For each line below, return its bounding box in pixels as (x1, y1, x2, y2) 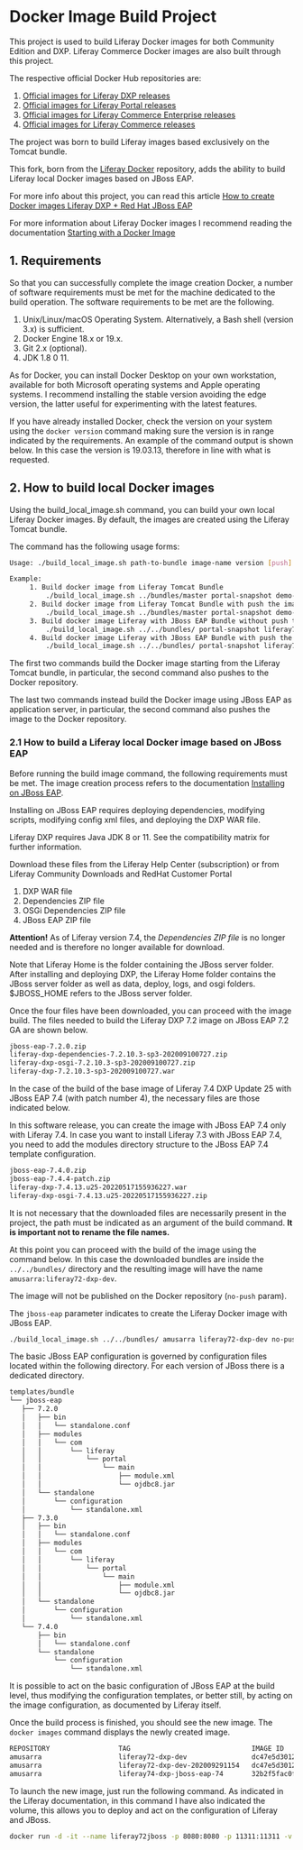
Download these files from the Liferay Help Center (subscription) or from (9, 858, 280, 869)
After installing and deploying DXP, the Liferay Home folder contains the (9, 968, 277, 979)
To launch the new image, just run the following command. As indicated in (9, 1785, 284, 1796)
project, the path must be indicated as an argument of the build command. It (9, 1217, 293, 1228)
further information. (9, 841, 83, 852)
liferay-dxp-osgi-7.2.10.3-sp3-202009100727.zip (9, 1058, 196, 1067)
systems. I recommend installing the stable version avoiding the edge (9, 389, 267, 399)
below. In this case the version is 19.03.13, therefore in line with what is (9, 444, 271, 455)
